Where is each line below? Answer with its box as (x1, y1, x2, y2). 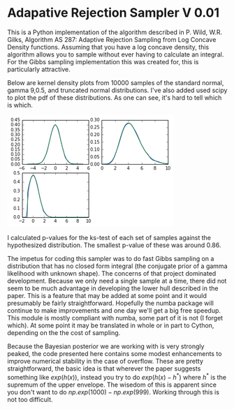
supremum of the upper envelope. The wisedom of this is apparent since (7, 380, 217, 389)
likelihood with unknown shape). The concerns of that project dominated (7, 269, 217, 277)
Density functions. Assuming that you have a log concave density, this (7, 43, 210, 51)
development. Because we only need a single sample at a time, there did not (7, 276, 227, 285)
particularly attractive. (7, 65, 71, 73)
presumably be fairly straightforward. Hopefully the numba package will (7, 299, 214, 307)
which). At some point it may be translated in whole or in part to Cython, (7, 321, 214, 329)
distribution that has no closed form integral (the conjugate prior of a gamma (7, 262, 228, 270)
